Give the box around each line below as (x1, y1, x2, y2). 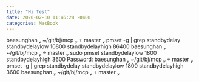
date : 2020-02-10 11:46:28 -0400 (6, 14, 91, 20)
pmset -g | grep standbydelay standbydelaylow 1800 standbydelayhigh (6, 62, 184, 69)
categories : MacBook (6, 20, 59, 26)
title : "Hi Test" (6, 8, 50, 15)
